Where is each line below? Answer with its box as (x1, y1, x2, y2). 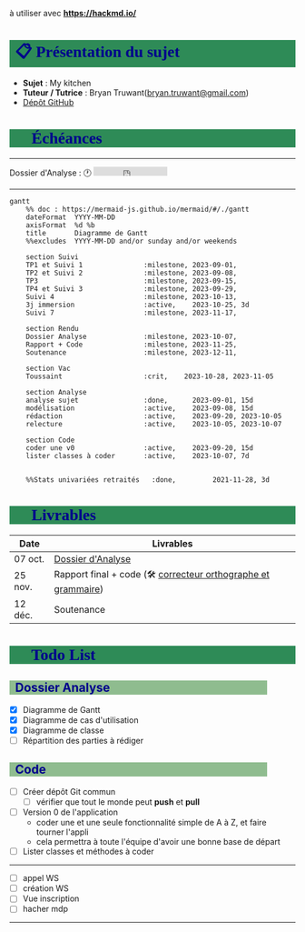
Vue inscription (22, 893, 80, 904)
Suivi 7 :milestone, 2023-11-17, (25, 308, 238, 317)
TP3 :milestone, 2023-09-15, (25, 276, 238, 286)
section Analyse (25, 387, 88, 396)
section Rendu (25, 324, 79, 333)
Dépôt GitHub (22, 96, 74, 107)
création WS (22, 883, 70, 894)
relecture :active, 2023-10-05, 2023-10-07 (25, 419, 282, 428)
